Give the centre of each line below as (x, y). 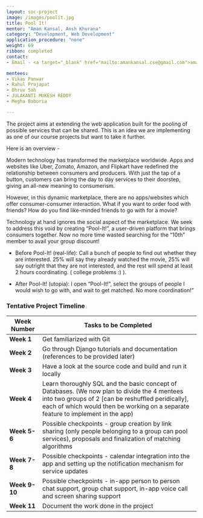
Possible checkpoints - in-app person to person (111, 481)
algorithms (57, 446)
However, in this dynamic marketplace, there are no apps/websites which (98, 197)
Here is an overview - (33, 148)
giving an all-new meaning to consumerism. (61, 185)
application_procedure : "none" (46, 40)
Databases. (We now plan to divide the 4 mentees (113, 391)
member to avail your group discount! (53, 241)
